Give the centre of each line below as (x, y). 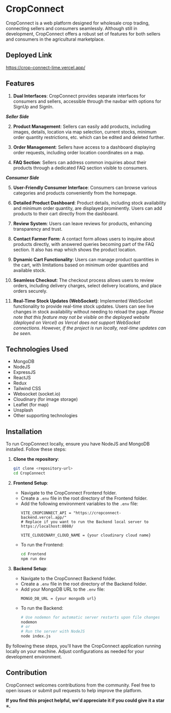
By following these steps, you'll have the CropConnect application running (83, 646)
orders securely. (30, 291)
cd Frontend (33, 554)
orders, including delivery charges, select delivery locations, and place (87, 285)
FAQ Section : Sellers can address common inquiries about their (80, 162)
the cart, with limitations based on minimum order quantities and (81, 265)
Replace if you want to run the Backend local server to (87, 522)
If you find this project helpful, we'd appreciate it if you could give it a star (85, 700)
